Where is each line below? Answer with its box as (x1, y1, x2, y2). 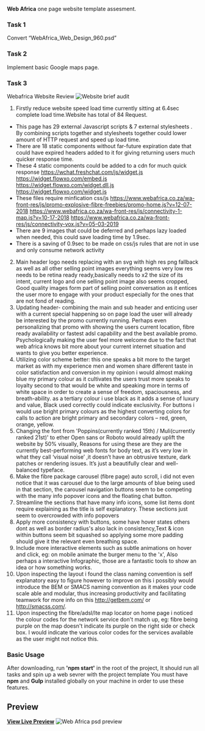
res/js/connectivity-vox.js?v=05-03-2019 (15, 220, 119, 228)
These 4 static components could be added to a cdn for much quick (15, 161, 187, 169)
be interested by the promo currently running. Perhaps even (15, 316, 167, 324)
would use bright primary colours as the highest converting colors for (15, 407, 191, 415)
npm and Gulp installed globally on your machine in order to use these (7, 677, 184, 685)
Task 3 (7, 79, 27, 87)
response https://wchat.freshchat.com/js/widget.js (15, 168, 143, 176)
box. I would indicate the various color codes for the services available (15, 628, 194, 636)
